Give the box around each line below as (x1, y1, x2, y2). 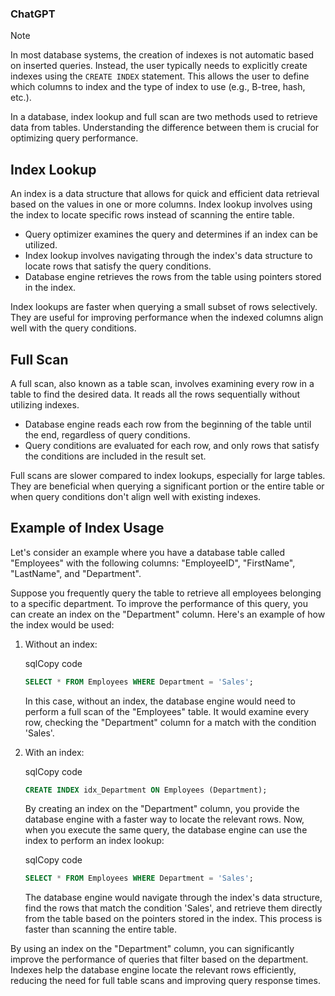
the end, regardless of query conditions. (24, 428, 191, 441)
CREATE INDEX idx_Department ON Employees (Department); (24, 785, 268, 795)
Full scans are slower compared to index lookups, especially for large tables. (10, 469, 326, 481)
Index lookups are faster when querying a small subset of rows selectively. (10, 301, 318, 313)
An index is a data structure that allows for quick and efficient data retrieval (10, 188, 320, 200)
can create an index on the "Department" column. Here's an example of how (10, 608, 326, 620)
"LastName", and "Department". (10, 567, 142, 579)
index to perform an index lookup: (24, 835, 165, 847)
